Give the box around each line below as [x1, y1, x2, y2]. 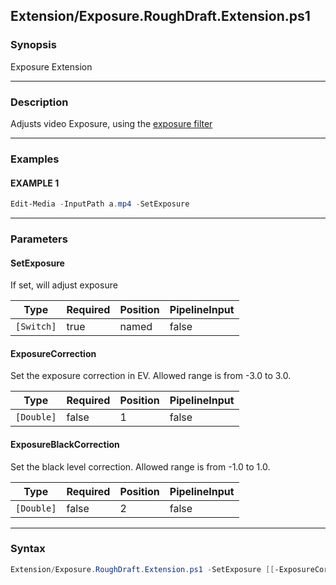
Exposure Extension [10, 60, 93, 73]
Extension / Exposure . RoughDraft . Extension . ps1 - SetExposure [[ [10, 564, 275, 574]
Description [10, 95, 69, 109]
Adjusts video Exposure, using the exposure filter [10, 117, 213, 129]
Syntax [10, 542, 46, 556]
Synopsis [10, 38, 57, 52]
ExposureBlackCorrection [10, 438, 120, 450]
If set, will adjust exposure [10, 279, 118, 291]
